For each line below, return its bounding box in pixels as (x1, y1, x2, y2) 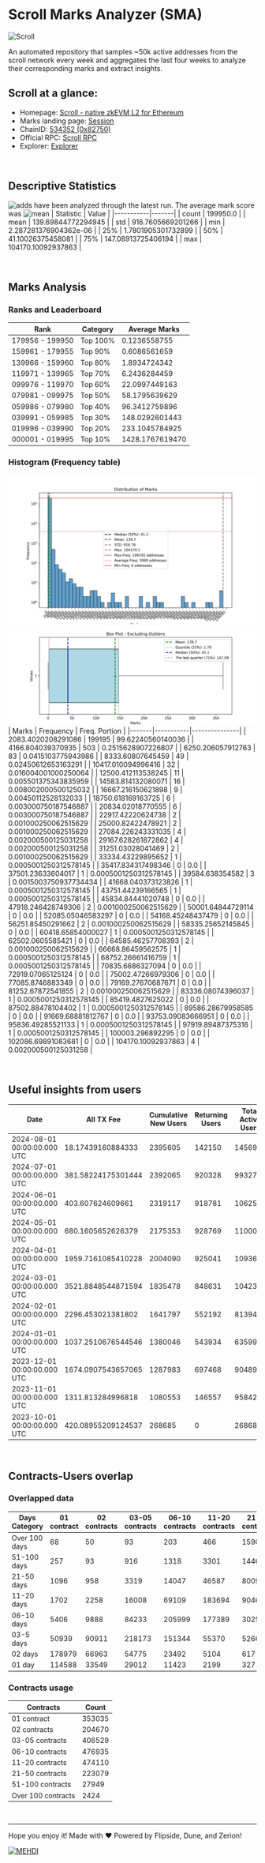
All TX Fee (86, 1114, 121, 1124)
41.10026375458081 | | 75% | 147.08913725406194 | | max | (8, 234, 203, 243)
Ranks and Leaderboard (8, 304, 102, 315)
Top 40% (80, 401, 111, 411)
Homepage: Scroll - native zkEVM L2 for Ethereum (19, 107, 184, 117)
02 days (11, 1649, 39, 1659)
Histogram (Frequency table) (8, 456, 121, 468)
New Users (149, 1119, 188, 1129)
